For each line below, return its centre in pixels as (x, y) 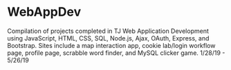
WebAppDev (44, 12)
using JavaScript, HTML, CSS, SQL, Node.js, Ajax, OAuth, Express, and (108, 38)
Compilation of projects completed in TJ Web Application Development (108, 31)
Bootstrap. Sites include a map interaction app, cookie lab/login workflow (111, 45)
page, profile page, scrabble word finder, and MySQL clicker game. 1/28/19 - (116, 53)
